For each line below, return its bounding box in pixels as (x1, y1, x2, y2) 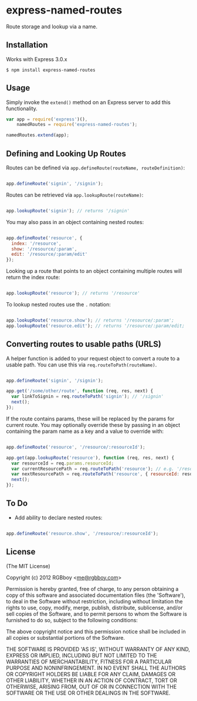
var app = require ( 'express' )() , (6, 116, 88, 122)
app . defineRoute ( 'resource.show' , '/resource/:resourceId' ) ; (6, 530, 159, 536)
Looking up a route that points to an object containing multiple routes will (6, 268, 182, 275)
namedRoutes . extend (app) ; (6, 132, 69, 138)
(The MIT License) (6, 562, 51, 569)
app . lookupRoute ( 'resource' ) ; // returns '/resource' (6, 291, 141, 296)
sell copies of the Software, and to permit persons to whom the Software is (6, 610, 188, 617)
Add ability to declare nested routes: (14, 514, 103, 521)
